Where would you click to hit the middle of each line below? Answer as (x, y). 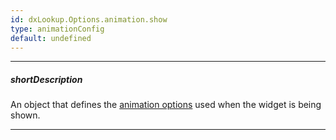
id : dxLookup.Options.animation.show (89, 19)
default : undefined (51, 38)
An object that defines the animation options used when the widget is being (166, 105)
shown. (25, 115)
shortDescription (46, 79)
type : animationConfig (57, 29)
